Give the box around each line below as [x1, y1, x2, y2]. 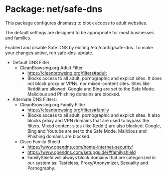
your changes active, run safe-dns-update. [5, 50, 94, 56]
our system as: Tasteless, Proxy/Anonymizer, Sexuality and [27, 160, 149, 166]
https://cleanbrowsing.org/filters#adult [27, 70, 107, 76]
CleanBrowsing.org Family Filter [19, 101, 86, 107]
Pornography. [27, 165, 56, 171]
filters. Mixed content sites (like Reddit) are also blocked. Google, [27, 123, 161, 129]
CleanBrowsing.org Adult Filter [19, 65, 83, 71]
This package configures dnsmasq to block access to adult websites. [5, 20, 148, 26]
